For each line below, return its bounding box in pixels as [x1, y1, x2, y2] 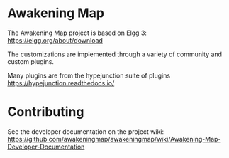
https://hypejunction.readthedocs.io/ [7, 78, 115, 87]
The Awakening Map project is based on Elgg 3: [7, 28, 147, 37]
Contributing [7, 104, 84, 120]
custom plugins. [7, 57, 55, 65]
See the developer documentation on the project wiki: [7, 127, 164, 136]
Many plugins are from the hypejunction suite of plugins [7, 71, 171, 80]
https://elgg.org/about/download [7, 36, 103, 44]
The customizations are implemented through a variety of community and [7, 50, 222, 58]
